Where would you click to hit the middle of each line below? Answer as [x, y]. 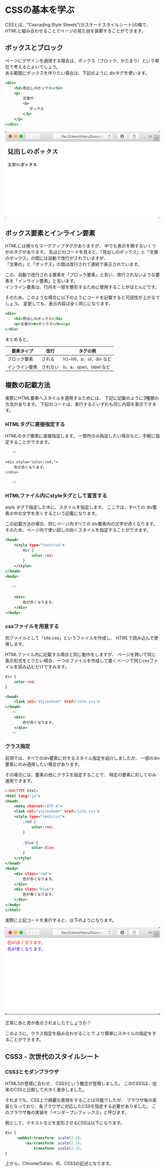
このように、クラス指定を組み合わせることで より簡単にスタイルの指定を [79, 1033]
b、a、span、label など [87, 367]
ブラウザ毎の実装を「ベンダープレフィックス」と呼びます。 [69, 1112]
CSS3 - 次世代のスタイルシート [52, 1057]
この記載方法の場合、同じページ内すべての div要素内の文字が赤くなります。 [82, 524]
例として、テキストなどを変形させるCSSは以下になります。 [65, 1123]
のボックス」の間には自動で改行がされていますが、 [56, 258]
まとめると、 [18, 339]
